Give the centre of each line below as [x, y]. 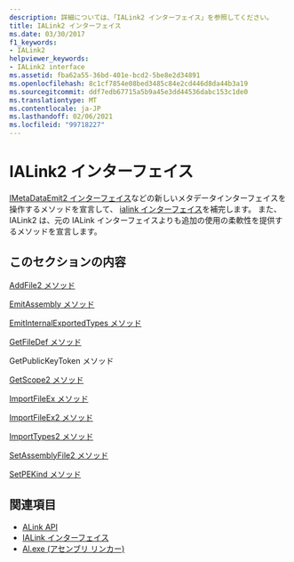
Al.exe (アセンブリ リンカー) [73, 549]
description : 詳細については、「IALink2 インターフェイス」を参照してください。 [141, 17]
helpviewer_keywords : [49, 59]
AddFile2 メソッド [42, 285]
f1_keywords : [33, 42]
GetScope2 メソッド [47, 380]
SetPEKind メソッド [45, 474]
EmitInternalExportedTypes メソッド [75, 323]
